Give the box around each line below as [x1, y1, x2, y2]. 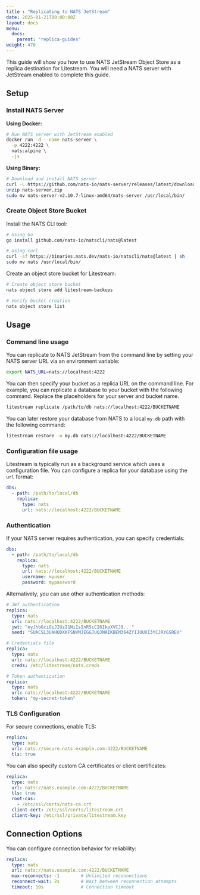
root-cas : [11, 796, 36, 802]
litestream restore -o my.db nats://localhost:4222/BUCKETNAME [6, 433, 167, 439]
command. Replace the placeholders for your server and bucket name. [6, 393, 180, 400]
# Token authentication [6, 673, 65, 679]
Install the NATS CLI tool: [6, 220, 67, 227]
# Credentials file [6, 640, 55, 646]
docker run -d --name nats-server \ [6, 137, 97, 143]
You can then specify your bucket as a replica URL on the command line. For [6, 380, 194, 387]
